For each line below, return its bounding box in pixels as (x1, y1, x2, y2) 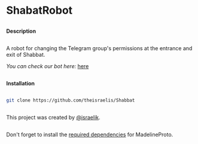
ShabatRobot (6, 4, 73, 17)
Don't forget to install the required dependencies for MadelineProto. (6, 131, 173, 138)
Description (6, 27, 36, 35)
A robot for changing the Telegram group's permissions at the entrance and (6, 44, 193, 51)
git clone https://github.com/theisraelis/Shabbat (6, 97, 135, 103)
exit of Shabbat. (6, 51, 45, 58)
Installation (6, 80, 35, 87)
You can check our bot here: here (6, 62, 89, 69)
